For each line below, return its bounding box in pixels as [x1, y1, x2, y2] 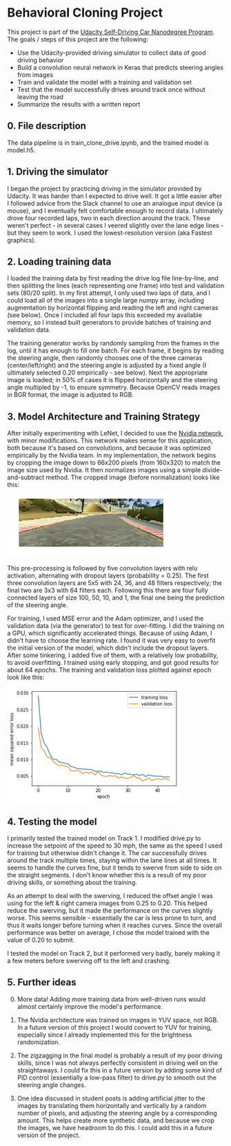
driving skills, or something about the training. [7, 878, 138, 886]
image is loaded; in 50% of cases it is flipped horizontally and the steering [7, 376, 218, 384]
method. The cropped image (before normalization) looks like [46, 473, 220, 482]
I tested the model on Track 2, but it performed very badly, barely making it [7, 949, 221, 957]
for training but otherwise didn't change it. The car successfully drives [7, 849, 207, 857]
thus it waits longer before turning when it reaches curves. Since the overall [7, 921, 223, 929]
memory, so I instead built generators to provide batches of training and [7, 319, 212, 327]
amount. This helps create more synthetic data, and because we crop [17, 1116, 215, 1125]
